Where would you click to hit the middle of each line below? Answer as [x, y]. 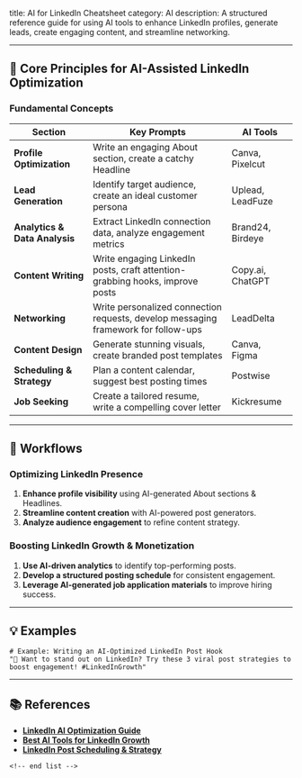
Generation [38, 201]
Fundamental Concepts [62, 109]
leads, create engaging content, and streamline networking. [120, 32]
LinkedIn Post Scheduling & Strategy [92, 750]
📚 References [50, 705]
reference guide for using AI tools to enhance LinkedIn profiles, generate [144, 23]
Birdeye [248, 238]
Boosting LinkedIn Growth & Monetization [102, 546]
